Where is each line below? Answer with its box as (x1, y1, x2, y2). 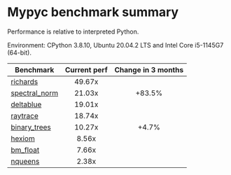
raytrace (10, 111, 38, 120)
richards (10, 76, 38, 86)
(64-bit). (7, 48, 31, 57)
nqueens (10, 156, 40, 166)
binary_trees (10, 122, 51, 132)
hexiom (10, 134, 35, 143)
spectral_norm (10, 88, 58, 98)
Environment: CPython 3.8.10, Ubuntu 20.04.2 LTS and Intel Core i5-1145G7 (7, 41, 224, 49)
